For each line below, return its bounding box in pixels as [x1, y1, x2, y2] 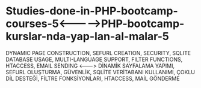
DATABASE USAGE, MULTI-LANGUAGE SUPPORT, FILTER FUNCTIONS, [5, 56, 183, 63]
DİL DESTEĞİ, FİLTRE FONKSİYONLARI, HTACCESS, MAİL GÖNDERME [5, 75, 180, 82]
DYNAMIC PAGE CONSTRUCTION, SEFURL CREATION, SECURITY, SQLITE [5, 49, 191, 56]
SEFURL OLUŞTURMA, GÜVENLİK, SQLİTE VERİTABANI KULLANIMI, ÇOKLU [5, 68, 196, 75]
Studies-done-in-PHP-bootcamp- [5, 4, 178, 18]
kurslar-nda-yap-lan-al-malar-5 [5, 30, 169, 43]
